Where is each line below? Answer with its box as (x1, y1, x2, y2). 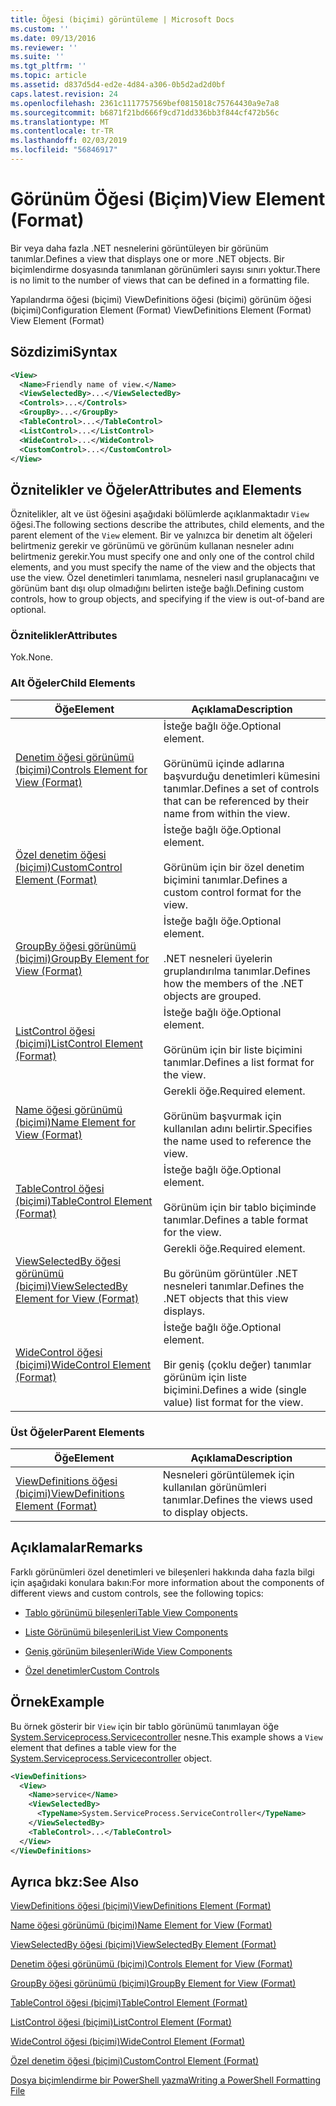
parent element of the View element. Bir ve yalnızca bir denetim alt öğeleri (10, 529, 313, 541)
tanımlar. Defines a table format (163, 1212, 309, 1226)
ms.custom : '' (10, 24, 70, 34)
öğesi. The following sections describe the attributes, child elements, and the (10, 519, 325, 531)
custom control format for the (163, 885, 302, 899)
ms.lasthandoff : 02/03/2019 (10, 136, 128, 146)
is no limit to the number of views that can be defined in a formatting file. (10, 274, 310, 286)
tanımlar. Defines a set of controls (163, 781, 320, 795)
